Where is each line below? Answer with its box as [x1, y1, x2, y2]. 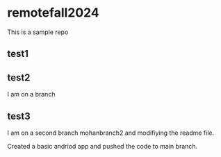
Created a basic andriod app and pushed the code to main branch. [7, 142, 198, 150]
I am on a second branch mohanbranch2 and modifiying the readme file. [7, 129, 215, 137]
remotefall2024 [7, 5, 99, 21]
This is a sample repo [7, 28, 69, 36]
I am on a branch [7, 90, 56, 99]
